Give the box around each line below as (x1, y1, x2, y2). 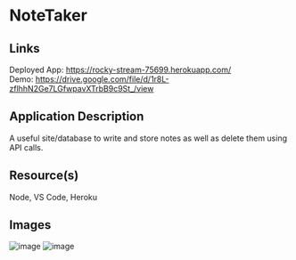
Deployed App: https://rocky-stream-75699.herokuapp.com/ (9, 64, 232, 75)
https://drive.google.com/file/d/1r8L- (35, 74, 169, 85)
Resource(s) (9, 168, 79, 183)
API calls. (9, 142, 44, 152)
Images (9, 217, 52, 232)
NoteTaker (9, 5, 87, 26)
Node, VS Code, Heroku (9, 191, 98, 202)
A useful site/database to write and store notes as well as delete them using (9, 133, 288, 143)
